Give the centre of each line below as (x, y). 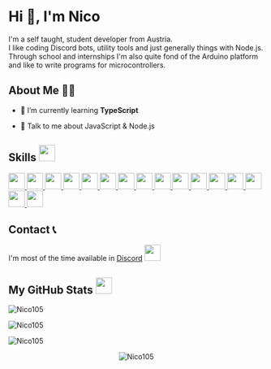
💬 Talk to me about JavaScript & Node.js (88, 126)
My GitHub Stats (51, 290)
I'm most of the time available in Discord (76, 258)
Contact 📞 (32, 230)
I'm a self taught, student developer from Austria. (90, 39)
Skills (22, 158)
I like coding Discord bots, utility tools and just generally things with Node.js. (136, 47)
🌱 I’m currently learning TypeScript (79, 110)
